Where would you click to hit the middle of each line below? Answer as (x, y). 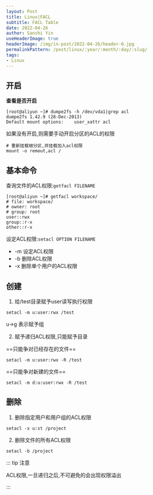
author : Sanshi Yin (30, 33)
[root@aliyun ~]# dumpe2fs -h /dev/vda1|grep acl (68, 112)
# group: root (23, 212)
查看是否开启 (21, 101)
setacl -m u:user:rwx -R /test (44, 360)
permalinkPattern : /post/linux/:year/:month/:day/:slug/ (77, 50)
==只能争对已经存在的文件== (41, 349)
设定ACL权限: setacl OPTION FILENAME (51, 239)
